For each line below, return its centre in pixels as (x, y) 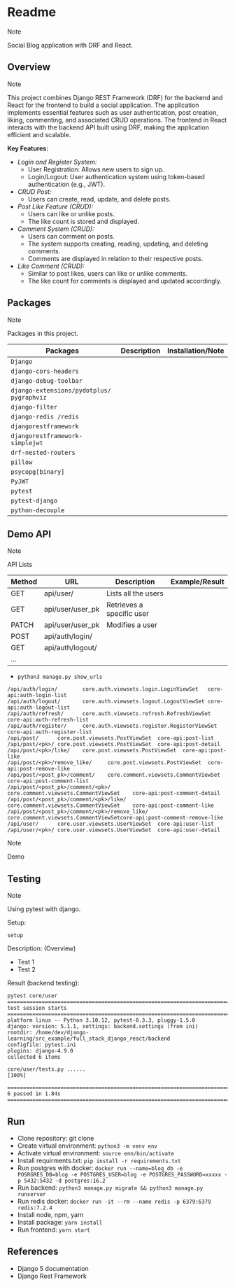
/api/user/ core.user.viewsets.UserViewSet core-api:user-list (111, 824)
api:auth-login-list (37, 696)
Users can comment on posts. (71, 236)
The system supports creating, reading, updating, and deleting (118, 244)
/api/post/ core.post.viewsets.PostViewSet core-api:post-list (111, 738)
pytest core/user (33, 996)
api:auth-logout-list (39, 708)
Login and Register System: (57, 162)
